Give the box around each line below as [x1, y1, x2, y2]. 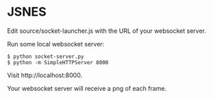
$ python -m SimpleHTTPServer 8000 [7, 59, 109, 66]
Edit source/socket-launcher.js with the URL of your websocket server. [7, 27, 207, 35]
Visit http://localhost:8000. [7, 71, 83, 79]
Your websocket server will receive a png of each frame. [7, 84, 166, 92]
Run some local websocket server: [7, 40, 105, 48]
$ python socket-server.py [7, 53, 84, 60]
